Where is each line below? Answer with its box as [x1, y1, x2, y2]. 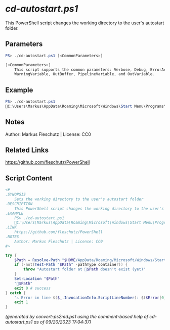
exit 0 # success [14, 286, 51, 291]
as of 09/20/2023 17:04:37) [33, 319, 92, 325]
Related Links [5, 146, 49, 155]
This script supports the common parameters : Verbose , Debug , [14, 67, 148, 72]
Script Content [5, 174, 53, 182]
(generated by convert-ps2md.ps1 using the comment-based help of [5, 314, 148, 320]
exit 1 [14, 300, 28, 305]
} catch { [5, 290, 26, 296]
